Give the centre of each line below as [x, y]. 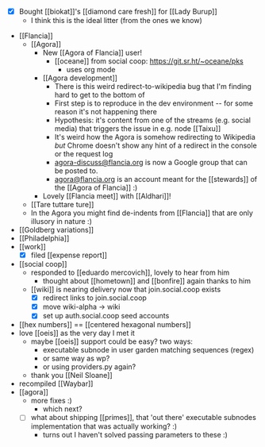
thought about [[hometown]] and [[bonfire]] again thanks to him [147, 281]
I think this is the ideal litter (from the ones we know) [117, 21]
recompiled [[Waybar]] [56, 383]
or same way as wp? [76, 358]
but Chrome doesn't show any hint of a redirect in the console [156, 145]
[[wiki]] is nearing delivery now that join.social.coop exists [126, 290]
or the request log [84, 154]
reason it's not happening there [106, 112]
